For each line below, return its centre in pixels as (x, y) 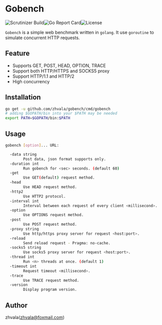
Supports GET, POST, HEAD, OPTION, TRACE (59, 65)
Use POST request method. (50, 224)
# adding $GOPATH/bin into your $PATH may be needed (61, 113)
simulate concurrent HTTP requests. (42, 38)
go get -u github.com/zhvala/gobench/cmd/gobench (58, 109)
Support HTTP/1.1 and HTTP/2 (43, 76)
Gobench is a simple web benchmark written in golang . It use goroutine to (79, 32)
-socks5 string (25, 248)
